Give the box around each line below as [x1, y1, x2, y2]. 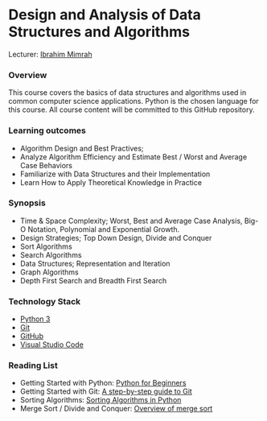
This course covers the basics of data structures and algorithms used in [8, 88, 247, 97]
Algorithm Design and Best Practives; [19, 143, 144, 153]
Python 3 [19, 314, 51, 324]
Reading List [8, 360, 58, 371]
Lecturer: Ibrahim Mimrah [8, 49, 92, 59]
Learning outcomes [8, 125, 86, 136]
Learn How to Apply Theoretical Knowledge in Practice [19, 177, 203, 187]
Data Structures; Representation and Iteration [19, 258, 170, 268]
